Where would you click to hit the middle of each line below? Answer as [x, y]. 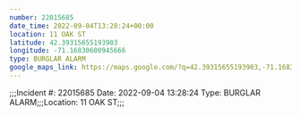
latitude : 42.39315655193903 [64, 42]
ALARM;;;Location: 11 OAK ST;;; [67, 102]
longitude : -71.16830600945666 [68, 51]
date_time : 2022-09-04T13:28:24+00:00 [82, 26]
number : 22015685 [42, 17]
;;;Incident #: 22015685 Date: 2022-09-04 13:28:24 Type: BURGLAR [135, 92]
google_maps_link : [43, 68]
